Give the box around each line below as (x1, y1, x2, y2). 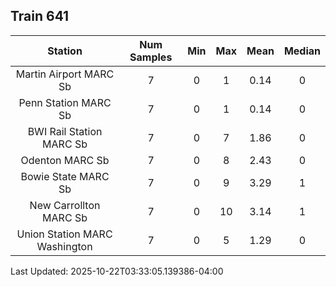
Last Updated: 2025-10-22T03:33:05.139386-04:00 (10, 265, 224, 277)
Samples (129, 50, 173, 64)
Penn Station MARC (18, 95, 112, 109)
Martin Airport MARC (15, 67, 115, 81)
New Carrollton (29, 198, 101, 212)
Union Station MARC (16, 227, 113, 241)
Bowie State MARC (20, 169, 110, 183)
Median (283, 44, 321, 58)
